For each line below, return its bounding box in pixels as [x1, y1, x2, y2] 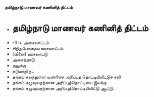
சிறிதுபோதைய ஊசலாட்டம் [12, 45, 64, 51]
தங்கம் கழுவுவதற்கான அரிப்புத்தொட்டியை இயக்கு [12, 79, 107, 85]
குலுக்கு [12, 62, 26, 68]
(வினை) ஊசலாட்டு [12, 51, 48, 57]
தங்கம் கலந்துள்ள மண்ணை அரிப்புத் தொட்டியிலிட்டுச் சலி [12, 74, 121, 80]
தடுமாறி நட [12, 68, 35, 74]
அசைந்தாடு [12, 56, 35, 62]
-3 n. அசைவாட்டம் [12, 39, 49, 45]
